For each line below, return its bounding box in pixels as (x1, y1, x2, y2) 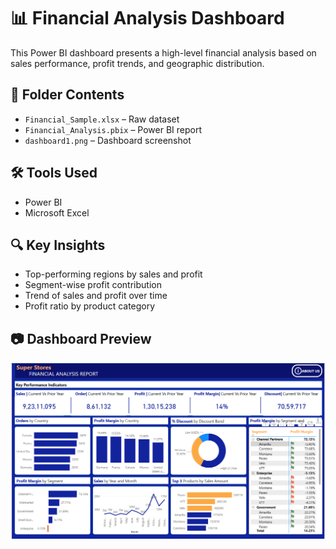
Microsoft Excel (24, 206, 90, 219)
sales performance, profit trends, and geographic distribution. (10, 57, 265, 69)
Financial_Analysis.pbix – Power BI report (24, 123, 203, 135)
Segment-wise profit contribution (24, 279, 162, 291)
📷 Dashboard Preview (10, 330, 152, 347)
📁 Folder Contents (10, 86, 125, 104)
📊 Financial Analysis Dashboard (10, 7, 285, 30)
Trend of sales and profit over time (24, 290, 168, 302)
